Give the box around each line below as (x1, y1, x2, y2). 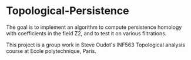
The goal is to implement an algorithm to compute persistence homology (6, 24, 182, 31)
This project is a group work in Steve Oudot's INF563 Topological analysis (6, 41, 185, 48)
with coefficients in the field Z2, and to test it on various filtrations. (6, 29, 167, 36)
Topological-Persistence (6, 4, 129, 18)
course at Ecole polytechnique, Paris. (6, 47, 97, 54)
